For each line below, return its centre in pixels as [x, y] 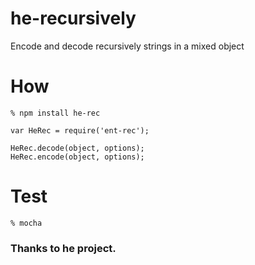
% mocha [26, 223]
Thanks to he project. [63, 248]
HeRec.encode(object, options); [77, 157]
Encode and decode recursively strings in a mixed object [127, 46]
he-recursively [73, 18]
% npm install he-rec [55, 113]
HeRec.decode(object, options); [77, 148]
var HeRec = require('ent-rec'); [80, 130]
